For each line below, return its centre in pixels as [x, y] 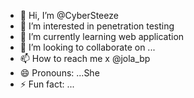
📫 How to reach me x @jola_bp [85, 58]
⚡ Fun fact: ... [47, 84]
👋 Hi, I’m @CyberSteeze [69, 15]
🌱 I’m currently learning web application [102, 36]
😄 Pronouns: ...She [59, 73]
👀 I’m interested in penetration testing [97, 26]
